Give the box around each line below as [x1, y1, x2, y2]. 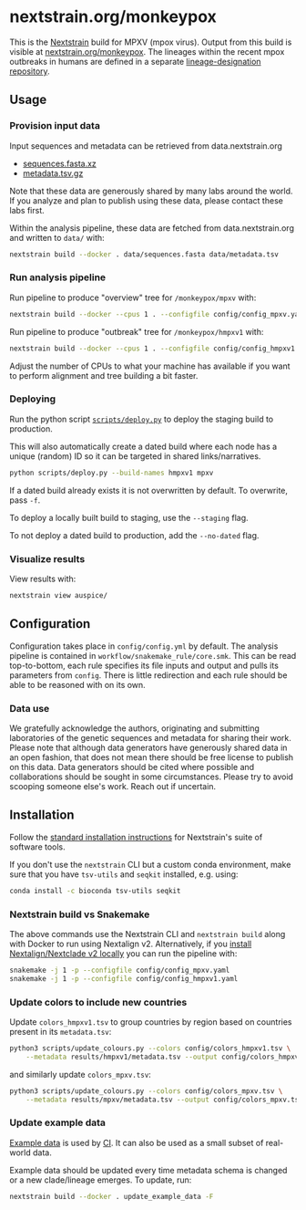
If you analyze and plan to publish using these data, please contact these [9, 194, 284, 206]
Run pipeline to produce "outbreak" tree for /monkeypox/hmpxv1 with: [9, 326, 264, 337]
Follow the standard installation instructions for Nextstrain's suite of [9, 831, 263, 842]
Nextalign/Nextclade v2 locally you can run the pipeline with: [9, 947, 238, 959]
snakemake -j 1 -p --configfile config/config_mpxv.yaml [9, 965, 230, 975]
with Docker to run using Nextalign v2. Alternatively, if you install [9, 938, 252, 949]
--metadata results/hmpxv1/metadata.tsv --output [25, 1052, 219, 1061]
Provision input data [9, 120, 100, 132]
